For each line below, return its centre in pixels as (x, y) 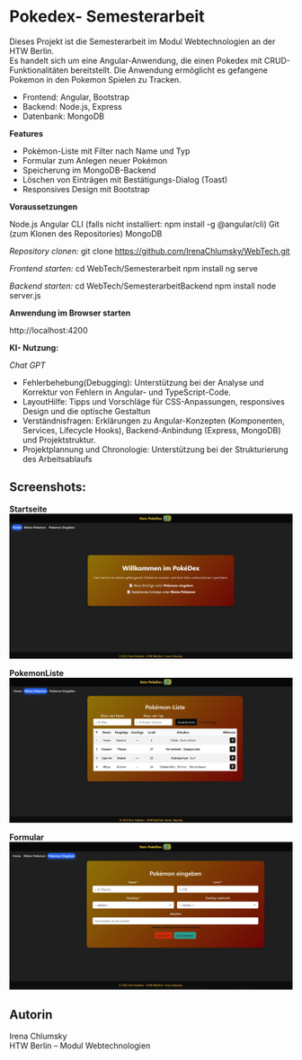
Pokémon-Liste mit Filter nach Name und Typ (106, 151)
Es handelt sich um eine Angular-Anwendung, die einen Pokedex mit (136, 60)
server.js (26, 295)
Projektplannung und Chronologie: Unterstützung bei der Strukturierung (155, 449)
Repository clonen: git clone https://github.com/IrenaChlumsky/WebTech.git (150, 251)
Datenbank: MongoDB (63, 116)
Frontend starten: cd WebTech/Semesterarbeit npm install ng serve (133, 268)
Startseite (28, 509)
